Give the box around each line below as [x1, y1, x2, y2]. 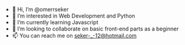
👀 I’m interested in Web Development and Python [12, 12, 136, 19]
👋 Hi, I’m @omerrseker [12, 6, 69, 13]
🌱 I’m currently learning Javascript [12, 19, 99, 26]
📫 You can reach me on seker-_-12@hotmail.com [12, 32, 137, 39]
